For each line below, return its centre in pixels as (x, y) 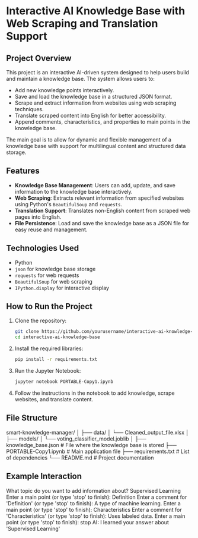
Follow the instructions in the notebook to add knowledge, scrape (95, 393)
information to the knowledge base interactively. (74, 191)
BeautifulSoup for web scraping (54, 281)
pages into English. (38, 217)
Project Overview (39, 58)
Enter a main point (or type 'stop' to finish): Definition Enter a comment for (97, 497)
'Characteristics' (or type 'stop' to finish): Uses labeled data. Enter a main (96, 516)
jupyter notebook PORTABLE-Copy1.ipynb (64, 382)
